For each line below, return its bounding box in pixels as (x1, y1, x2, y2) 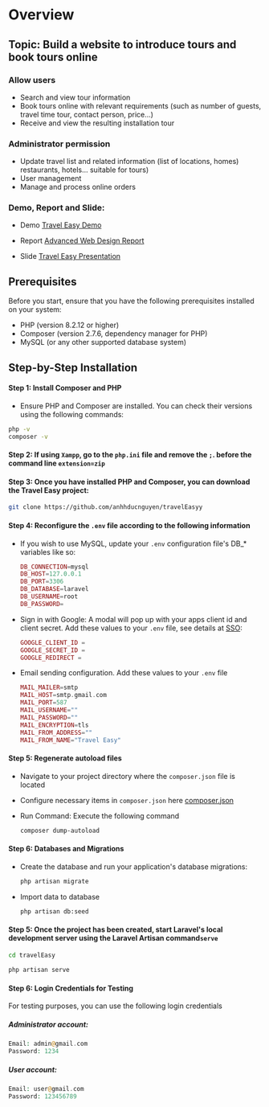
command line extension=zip (8, 458, 106, 468)
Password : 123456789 (8, 1093, 78, 1101)
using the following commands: (19, 409, 124, 419)
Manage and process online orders (19, 182, 137, 192)
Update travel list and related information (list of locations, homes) (19, 157, 239, 166)
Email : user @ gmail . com (8, 1085, 84, 1093)
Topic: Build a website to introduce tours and (8, 38, 237, 51)
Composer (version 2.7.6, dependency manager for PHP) (19, 329, 208, 338)
